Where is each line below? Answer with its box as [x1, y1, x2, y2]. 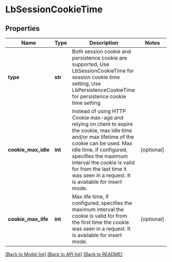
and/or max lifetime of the [72, 134, 134, 140]
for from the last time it [72, 165, 127, 173]
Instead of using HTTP [72, 108, 126, 115]
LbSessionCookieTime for [72, 67, 134, 74]
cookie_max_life [8, 216, 49, 222]
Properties [5, 24, 40, 33]
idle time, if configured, [72, 146, 128, 153]
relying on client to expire [72, 121, 133, 127]
